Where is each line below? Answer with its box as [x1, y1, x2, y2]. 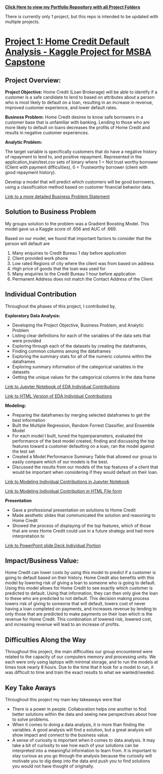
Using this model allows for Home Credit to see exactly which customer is [5, 585, 153, 591]
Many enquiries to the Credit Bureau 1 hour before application [12, 271, 136, 277]
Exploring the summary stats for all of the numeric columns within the [12, 353, 152, 359]
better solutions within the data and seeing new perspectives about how [12, 711, 157, 717]
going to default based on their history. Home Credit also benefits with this [5, 575, 155, 581]
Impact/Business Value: [5, 557, 79, 565]
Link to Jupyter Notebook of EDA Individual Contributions [5, 383, 120, 389]
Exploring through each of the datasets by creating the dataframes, [12, 343, 147, 349]
